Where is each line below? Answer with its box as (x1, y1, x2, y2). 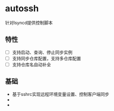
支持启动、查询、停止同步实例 (12, 49, 72, 55)
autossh (5, 3, 39, 14)
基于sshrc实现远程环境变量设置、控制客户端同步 (12, 91, 109, 97)
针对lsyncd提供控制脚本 (5, 20, 53, 25)
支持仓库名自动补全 (12, 62, 51, 67)
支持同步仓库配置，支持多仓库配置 (12, 55, 81, 61)
